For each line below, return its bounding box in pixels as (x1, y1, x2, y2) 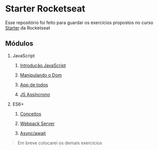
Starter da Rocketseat (5, 24, 50, 30)
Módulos (5, 39, 34, 48)
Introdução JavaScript (20, 62, 66, 68)
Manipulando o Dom (20, 72, 62, 78)
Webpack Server (20, 120, 55, 126)
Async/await (20, 130, 46, 136)
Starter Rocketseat (5, 3, 85, 14)
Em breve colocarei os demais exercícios (17, 139, 102, 145)
